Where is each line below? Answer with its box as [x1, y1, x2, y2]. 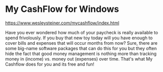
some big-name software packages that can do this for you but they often [5, 45, 157, 51]
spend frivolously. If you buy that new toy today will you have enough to [5, 35, 153, 41]
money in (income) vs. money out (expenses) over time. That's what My [5, 56, 153, 62]
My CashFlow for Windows [5, 3, 119, 15]
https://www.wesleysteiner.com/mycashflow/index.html [5, 20, 120, 26]
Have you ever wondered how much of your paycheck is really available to [5, 29, 159, 35]
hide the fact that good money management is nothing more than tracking [5, 51, 157, 57]
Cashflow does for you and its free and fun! [5, 61, 95, 67]
